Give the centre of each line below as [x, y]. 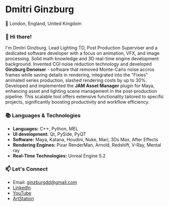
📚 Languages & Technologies [43, 116]
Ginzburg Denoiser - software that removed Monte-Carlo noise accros [80, 69]
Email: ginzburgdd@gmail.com [45, 182]
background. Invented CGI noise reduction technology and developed [79, 64]
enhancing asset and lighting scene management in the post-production [81, 91]
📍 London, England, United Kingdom [43, 23]
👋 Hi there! [19, 37]
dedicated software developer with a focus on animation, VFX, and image [82, 53]
